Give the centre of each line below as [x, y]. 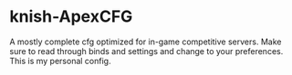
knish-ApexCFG [71, 17]
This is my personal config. [60, 61]
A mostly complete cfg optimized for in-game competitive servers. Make [146, 42]
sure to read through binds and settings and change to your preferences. [146, 51]
